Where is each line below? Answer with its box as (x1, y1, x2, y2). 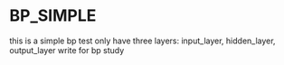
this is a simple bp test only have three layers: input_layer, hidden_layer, (9, 35, 276, 46)
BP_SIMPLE (9, 5, 97, 26)
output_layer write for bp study (9, 44, 125, 55)
